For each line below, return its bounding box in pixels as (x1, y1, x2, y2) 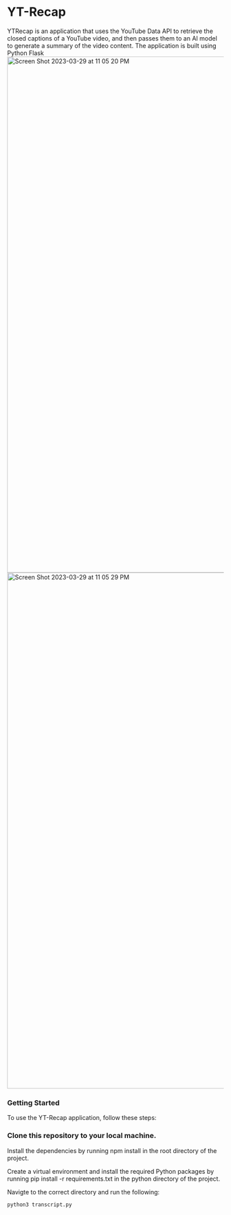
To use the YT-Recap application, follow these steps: (7, 1114, 157, 1122)
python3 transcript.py (7, 1201, 72, 1208)
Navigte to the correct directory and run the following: (7, 1187, 160, 1196)
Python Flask (7, 49, 45, 57)
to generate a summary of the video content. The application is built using (7, 41, 217, 50)
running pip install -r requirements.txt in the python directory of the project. (7, 1174, 221, 1183)
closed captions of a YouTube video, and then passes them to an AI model (7, 34, 218, 42)
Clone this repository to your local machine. (7, 1131, 157, 1141)
